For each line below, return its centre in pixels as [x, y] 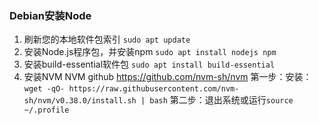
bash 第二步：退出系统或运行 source [221, 100]
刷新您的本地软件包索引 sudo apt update [107, 39]
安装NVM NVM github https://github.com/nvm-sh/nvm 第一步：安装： [167, 77]
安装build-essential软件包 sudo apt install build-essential [149, 64]
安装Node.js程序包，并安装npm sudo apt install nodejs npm [150, 52]
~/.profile [46, 110]
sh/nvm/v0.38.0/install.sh [80, 101]
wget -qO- [44, 89]
